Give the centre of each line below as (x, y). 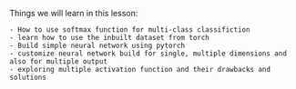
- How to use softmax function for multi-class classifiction (130, 30)
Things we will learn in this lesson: (74, 13)
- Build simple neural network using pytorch (97, 45)
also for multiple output (58, 62)
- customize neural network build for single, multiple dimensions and (148, 54)
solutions (28, 77)
